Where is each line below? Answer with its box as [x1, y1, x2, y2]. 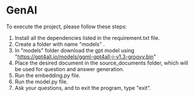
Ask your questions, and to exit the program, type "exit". [14, 84, 152, 91]
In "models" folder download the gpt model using [14, 46, 134, 53]
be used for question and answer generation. [14, 65, 124, 72]
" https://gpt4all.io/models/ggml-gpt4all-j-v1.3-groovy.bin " [14, 53, 156, 60]
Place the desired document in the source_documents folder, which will [14, 59, 189, 66]
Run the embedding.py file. [14, 72, 81, 79]
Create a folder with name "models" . [14, 41, 105, 48]
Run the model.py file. [14, 78, 68, 85]
